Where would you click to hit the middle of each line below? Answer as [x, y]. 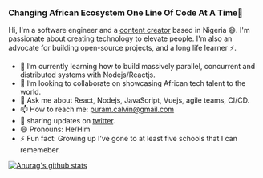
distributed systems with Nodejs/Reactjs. [87, 75]
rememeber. [40, 150]
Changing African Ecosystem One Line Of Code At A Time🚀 [125, 13]
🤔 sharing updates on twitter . [68, 121]
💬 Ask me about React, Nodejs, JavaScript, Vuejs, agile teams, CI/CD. [135, 100]
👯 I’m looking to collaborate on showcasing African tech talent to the [133, 83]
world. [30, 92]
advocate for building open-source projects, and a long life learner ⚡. [122, 48]
